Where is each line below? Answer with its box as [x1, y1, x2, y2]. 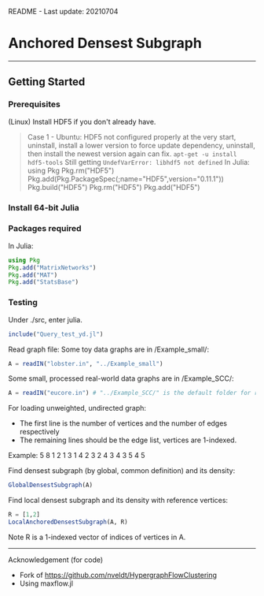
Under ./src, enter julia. [8, 315, 82, 324]
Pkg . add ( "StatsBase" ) [8, 278, 79, 286]
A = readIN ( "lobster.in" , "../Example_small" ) [8, 359, 163, 367]
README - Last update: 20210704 [8, 7, 119, 16]
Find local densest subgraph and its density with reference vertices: [8, 496, 229, 505]
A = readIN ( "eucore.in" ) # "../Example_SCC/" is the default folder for [8, 389, 251, 397]
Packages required [8, 223, 82, 234]
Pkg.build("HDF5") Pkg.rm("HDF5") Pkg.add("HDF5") [27, 182, 200, 192]
